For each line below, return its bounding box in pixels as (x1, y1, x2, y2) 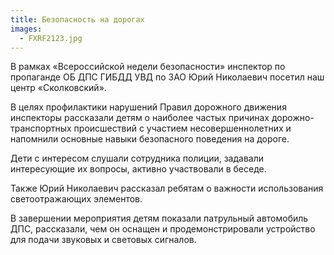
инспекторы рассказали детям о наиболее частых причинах (10, 112, 270, 124)
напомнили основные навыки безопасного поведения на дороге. (10, 133, 290, 145)
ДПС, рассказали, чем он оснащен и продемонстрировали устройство (10, 223, 316, 235)
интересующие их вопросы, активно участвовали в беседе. (10, 163, 267, 175)
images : (10, 24, 43, 34)
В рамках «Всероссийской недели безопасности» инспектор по (10, 61, 286, 73)
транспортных (10, 122, 72, 135)
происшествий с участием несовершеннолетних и (73, 122, 292, 135)
